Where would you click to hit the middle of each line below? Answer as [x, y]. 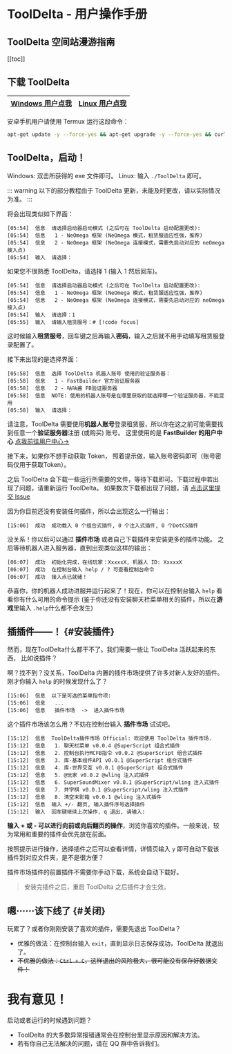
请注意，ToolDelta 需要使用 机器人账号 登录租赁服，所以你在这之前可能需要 [112, 424]
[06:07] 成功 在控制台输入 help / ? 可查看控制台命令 [81, 569]
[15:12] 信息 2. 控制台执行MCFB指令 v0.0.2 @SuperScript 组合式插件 [105, 754]
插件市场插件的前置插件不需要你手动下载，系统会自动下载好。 [95, 872]
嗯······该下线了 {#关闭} [56, 911]
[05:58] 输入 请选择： [40, 410]
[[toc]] [16, 59]
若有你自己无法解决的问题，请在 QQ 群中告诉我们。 [90, 1044]
